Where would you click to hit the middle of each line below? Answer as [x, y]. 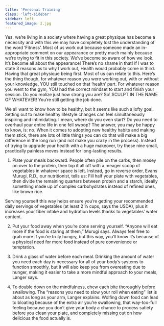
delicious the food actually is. [42, 318]
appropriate [17, 53]
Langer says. [25, 277]
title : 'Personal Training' [34, 10]
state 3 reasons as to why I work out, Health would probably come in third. [80, 69]
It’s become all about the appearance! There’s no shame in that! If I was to [80, 63]
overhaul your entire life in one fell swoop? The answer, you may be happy [80, 125]
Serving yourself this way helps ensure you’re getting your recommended [79, 201]
